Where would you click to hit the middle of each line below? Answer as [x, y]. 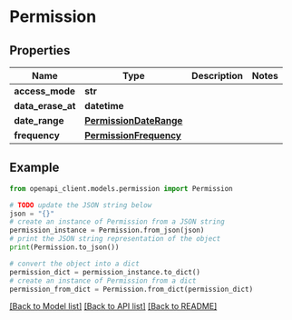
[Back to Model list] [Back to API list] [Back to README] [113, 306]
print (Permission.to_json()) [64, 247]
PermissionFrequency [133, 135]
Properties [40, 50]
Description [217, 76]
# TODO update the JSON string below [81, 205]
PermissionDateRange [134, 120]
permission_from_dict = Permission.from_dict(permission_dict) [131, 289]
